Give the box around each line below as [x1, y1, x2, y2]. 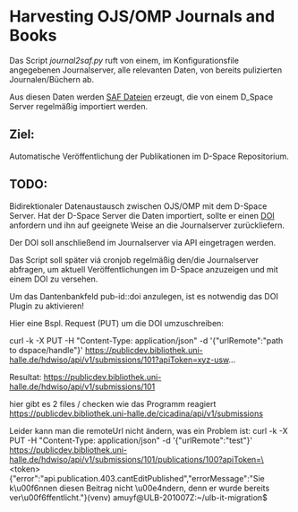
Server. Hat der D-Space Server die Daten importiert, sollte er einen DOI [9, 210, 275, 221]
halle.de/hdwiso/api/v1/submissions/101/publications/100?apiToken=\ [9, 454, 264, 464]
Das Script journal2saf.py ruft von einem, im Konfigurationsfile [9, 55, 240, 65]
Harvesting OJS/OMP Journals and [9, 6, 276, 27]
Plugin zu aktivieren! [9, 300, 85, 311]
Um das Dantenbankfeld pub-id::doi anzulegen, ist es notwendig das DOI [9, 291, 279, 301]
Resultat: [9, 371, 42, 382]
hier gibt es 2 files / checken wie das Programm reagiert [9, 398, 217, 409]
